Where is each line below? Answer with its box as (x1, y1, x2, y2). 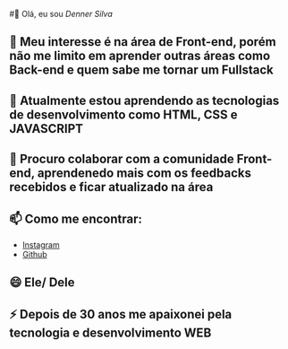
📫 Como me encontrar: (9, 211, 143, 226)
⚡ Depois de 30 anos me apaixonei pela (9, 306, 233, 322)
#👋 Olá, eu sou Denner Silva (9, 9, 114, 19)
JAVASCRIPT (9, 121, 83, 136)
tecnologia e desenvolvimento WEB (9, 325, 212, 340)
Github (21, 249, 47, 259)
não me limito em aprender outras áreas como (9, 48, 271, 64)
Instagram (21, 239, 60, 250)
